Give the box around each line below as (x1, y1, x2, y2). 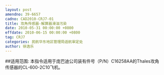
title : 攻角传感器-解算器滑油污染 (5, 21, 67, 26)
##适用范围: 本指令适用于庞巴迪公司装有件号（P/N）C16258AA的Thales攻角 (5, 58, 159, 64)
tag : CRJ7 (5, 35, 26, 40)
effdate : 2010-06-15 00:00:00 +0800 (5, 30, 80, 35)
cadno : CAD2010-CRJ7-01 (5, 16, 54, 21)
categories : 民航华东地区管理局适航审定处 (5, 39, 83, 44)
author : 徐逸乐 (5, 44, 34, 49)
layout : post (5, 7, 32, 12)
